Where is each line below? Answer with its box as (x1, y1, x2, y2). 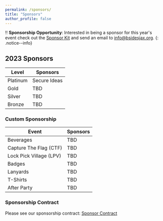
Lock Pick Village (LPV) (7, 152, 62, 159)
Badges (7, 160, 25, 167)
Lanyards (7, 169, 29, 175)
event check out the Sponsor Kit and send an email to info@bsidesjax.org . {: (5, 35, 159, 41)
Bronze (7, 101, 24, 108)
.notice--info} (5, 40, 33, 46)
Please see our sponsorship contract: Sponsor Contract (5, 210, 117, 216)
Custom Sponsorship (5, 116, 57, 123)
